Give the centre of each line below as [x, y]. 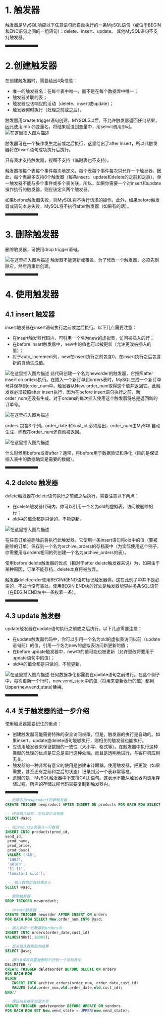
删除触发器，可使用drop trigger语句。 [43, 249]
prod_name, [18, 841]
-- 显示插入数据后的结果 [27, 946]
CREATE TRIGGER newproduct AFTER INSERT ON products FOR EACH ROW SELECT [83, 805]
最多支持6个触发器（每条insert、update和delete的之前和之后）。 [92, 177]
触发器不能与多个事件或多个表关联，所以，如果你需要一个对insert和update [85, 183]
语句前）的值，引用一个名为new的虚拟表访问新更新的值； [71, 646]
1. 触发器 [23, 10]
